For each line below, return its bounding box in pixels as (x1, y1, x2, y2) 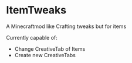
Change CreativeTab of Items (14, 45, 86, 52)
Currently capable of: (6, 34, 57, 41)
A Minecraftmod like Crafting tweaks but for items (6, 23, 127, 30)
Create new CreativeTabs (14, 51, 76, 58)
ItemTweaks (6, 3, 66, 17)
